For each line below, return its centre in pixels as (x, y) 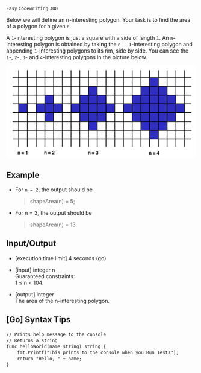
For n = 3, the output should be (53, 212)
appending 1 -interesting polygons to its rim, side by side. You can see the (97, 51)
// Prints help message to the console (56, 334)
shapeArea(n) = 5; (52, 201)
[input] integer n (35, 270)
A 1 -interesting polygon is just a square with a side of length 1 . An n (90, 38)
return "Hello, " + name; (50, 359)
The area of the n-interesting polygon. (62, 301)
